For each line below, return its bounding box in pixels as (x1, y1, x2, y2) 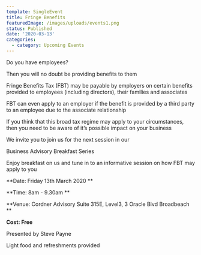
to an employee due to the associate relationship (6, 106, 127, 113)
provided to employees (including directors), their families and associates (6, 88, 188, 95)
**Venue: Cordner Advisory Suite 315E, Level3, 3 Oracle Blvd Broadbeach (6, 200, 190, 208)
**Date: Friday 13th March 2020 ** (6, 177, 93, 184)
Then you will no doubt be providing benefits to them (6, 70, 137, 77)
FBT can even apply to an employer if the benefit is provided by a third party (6, 100, 195, 107)
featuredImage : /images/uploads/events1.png (6, 20, 119, 26)
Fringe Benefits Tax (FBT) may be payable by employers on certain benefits (6, 82, 193, 89)
